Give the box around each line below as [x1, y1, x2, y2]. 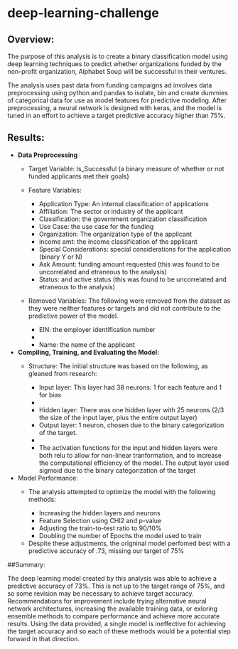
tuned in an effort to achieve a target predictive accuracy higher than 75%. [7, 112, 226, 119]
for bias [38, 390, 62, 399]
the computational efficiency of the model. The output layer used [38, 458, 229, 467]
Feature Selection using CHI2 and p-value [38, 516, 162, 525]
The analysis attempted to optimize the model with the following [28, 487, 216, 495]
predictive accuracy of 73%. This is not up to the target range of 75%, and [7, 581, 225, 590]
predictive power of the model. [28, 311, 119, 320]
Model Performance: [17, 473, 78, 482]
